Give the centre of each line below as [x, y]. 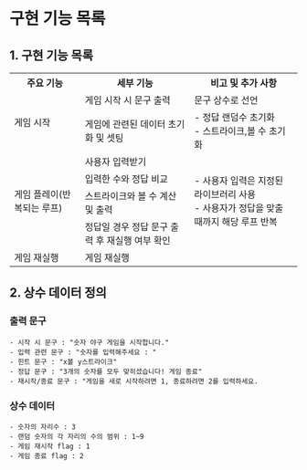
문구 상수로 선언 [226, 100]
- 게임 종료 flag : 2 [47, 456]
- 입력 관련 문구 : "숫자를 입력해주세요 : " [83, 352]
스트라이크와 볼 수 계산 [131, 196]
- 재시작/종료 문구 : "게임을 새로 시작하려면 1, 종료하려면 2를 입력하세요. [134, 381]
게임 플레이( [38, 194]
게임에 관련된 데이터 [125, 124]
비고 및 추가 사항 [243, 83]
